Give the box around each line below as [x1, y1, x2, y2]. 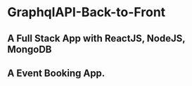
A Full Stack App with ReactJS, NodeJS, [7, 32, 186, 44]
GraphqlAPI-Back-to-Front [7, 4, 166, 20]
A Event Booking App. [7, 67, 105, 79]
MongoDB [7, 43, 52, 55]
